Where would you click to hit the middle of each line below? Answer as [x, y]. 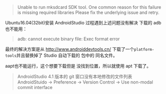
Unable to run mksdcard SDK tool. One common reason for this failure [89, 7]
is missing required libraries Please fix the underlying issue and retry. [88, 12]
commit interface [35, 87]
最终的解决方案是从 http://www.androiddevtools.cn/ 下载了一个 [70, 49]
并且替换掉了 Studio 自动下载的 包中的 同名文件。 [67, 55]
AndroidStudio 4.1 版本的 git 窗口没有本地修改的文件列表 [75, 76]
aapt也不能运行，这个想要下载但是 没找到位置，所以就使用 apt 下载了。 [78, 66]
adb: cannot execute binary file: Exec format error [69, 39]
